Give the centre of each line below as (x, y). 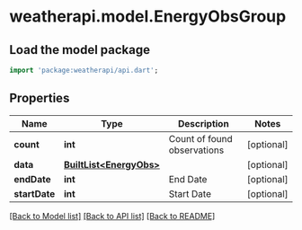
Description (204, 123)
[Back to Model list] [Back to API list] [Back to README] (112, 216)
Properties (40, 98)
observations (196, 150)
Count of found (200, 138)
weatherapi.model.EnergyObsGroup (148, 17)
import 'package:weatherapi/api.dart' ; (84, 70)
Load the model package (80, 50)
